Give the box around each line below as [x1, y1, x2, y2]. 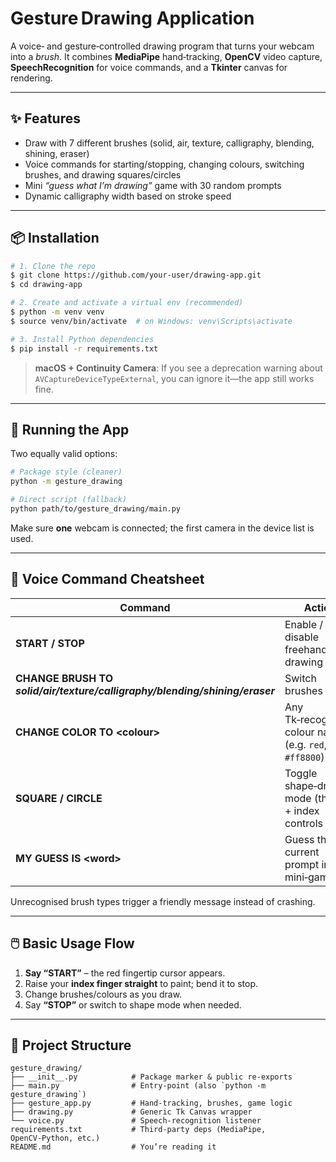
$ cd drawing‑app [10, 280, 83, 290]
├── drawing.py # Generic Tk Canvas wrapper [10, 1107, 253, 1117]
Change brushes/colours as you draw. [24, 988, 183, 1000]
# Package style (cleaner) [10, 467, 123, 477]
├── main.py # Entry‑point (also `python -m [10, 1081, 267, 1091]
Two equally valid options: [10, 448, 118, 460]
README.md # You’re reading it [10, 1142, 217, 1152]
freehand [284, 642, 328, 656]
